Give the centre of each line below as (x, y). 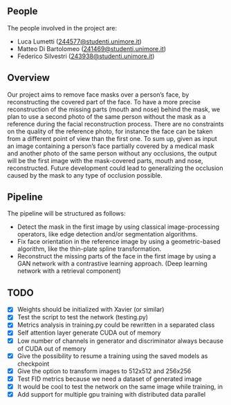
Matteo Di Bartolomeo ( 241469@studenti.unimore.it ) (92, 48)
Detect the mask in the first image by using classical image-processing (118, 227)
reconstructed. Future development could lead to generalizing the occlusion (115, 168)
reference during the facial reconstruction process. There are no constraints (115, 124)
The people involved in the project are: (62, 28)
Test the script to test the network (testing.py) (83, 317)
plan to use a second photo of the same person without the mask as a (107, 116)
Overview (29, 78)
